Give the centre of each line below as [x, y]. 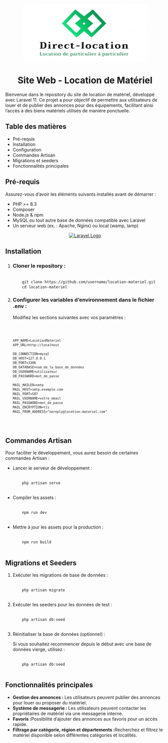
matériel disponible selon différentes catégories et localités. [75, 735]
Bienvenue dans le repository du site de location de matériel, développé [80, 94]
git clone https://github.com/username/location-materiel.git [89, 282]
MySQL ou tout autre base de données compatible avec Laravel [79, 220]
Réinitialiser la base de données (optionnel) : [59, 634]
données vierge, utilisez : [39, 649]
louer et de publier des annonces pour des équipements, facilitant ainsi [79, 105]
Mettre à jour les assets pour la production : [58, 527]
